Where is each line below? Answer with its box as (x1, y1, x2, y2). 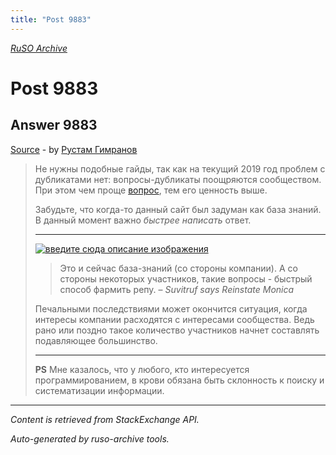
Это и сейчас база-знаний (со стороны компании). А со (59, 262, 298, 274)
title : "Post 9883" (10, 14, 92, 25)
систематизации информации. (34, 384, 165, 396)
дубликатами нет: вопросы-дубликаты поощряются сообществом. (34, 173, 322, 185)
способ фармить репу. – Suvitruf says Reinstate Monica (59, 283, 295, 295)
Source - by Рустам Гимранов (10, 143, 138, 155)
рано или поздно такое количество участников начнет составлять (34, 324, 320, 336)
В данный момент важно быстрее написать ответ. (34, 214, 252, 226)
